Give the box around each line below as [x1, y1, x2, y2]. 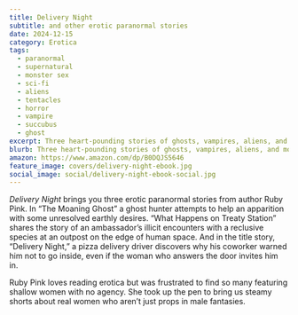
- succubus [17, 121, 58, 130]
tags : [9, 46, 29, 55]
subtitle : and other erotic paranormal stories [9, 21, 189, 30]
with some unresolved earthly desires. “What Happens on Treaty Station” [9, 213, 277, 224]
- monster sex [17, 71, 69, 80]
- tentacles [17, 95, 62, 105]
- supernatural [17, 63, 74, 72]
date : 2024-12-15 [9, 29, 74, 38]
